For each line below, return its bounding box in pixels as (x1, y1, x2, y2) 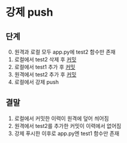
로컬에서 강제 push (14, 79, 59, 85)
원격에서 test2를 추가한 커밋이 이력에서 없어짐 (14, 122, 122, 129)
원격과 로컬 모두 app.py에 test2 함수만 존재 (14, 49, 116, 55)
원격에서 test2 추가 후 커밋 (14, 71, 77, 78)
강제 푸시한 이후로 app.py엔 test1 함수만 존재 (14, 130, 120, 137)
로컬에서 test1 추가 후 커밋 (14, 64, 75, 70)
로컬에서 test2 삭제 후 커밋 (14, 56, 77, 63)
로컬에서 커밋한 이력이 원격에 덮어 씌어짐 (14, 115, 109, 122)
